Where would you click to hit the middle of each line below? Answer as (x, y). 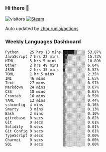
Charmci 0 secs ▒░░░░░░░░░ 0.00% (52, 140)
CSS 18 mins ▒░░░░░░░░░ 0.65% (52, 92)
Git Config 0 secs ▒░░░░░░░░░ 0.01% (52, 131)
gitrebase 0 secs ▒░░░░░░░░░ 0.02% (52, 118)
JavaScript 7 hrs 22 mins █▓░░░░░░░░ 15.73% (53, 56)
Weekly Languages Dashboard (43, 42)
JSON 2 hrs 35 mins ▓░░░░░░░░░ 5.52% (52, 70)
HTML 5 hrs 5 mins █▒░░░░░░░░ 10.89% (53, 61)
